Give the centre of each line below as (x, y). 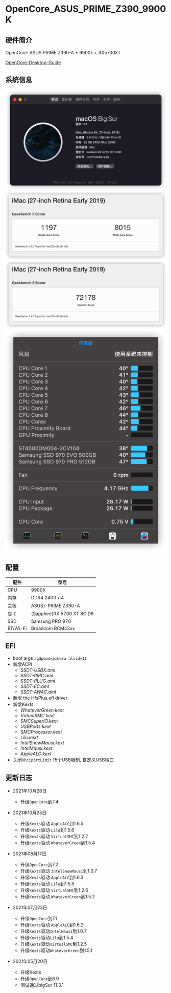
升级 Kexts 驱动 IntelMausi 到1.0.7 (53, 931)
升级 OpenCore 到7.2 (39, 865)
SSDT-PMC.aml (37, 676)
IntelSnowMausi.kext (42, 743)
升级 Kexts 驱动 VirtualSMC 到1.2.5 (54, 944)
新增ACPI (22, 664)
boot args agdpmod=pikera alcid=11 (50, 658)
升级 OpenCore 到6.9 (40, 979)
